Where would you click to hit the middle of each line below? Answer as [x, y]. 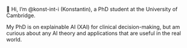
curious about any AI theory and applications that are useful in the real [93, 33]
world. [14, 39]
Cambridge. [21, 15]
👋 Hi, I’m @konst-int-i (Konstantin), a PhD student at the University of [92, 9]
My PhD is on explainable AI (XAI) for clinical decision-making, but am [93, 27]
